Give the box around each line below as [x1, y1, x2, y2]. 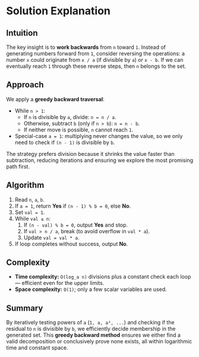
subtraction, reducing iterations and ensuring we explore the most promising [6, 156, 194, 164]
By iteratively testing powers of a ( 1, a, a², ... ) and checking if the [6, 319, 175, 326]
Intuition [6, 28, 38, 38]
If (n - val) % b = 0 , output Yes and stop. [23, 221, 128, 228]
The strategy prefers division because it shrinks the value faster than [6, 150, 175, 157]
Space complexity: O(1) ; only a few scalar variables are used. [14, 286, 168, 293]
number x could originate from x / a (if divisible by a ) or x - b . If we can [6, 57, 184, 63]
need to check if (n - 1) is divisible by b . [14, 139, 115, 146]
